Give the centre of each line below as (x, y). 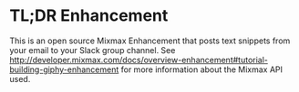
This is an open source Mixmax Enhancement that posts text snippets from (150, 41)
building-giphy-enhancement (64, 69)
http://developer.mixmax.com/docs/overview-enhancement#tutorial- (139, 60)
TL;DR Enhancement (89, 16)
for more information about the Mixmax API (202, 69)
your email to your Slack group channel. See (93, 50)
